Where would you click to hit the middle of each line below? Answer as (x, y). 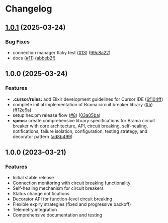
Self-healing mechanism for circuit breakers (58, 188)
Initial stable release (33, 178)
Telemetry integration (35, 210)
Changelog (29, 9)
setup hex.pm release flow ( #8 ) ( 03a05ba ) (56, 115)
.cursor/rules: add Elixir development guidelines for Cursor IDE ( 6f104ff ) (88, 99)
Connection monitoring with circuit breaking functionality (71, 183)
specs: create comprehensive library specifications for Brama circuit (84, 120)
